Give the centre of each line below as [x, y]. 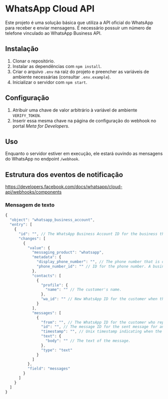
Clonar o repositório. [33, 61]
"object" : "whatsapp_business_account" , [52, 220]
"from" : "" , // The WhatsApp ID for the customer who [98, 322]
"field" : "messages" [49, 369]
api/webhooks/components [33, 192]
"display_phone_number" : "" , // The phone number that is [98, 262]
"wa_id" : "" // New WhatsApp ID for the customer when [99, 299]
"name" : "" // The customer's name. [83, 290]
